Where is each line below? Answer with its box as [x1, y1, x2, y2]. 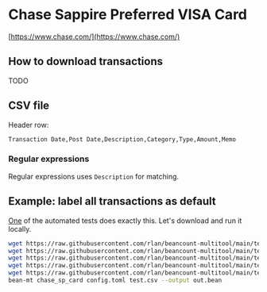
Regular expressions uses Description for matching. [8, 171, 180, 181]
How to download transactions [8, 55, 164, 68]
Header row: [8, 120, 49, 129]
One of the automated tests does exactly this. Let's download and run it [8, 216, 242, 225]
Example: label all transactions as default [8, 194, 216, 208]
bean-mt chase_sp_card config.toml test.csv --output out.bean [8, 276, 222, 285]
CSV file [8, 99, 50, 113]
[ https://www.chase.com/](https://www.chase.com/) [8, 32, 180, 41]
